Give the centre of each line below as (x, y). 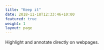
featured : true (21, 19)
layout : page (19, 28)
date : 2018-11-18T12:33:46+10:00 (40, 14)
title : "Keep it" (23, 10)
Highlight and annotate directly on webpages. (52, 42)
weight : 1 (15, 24)
